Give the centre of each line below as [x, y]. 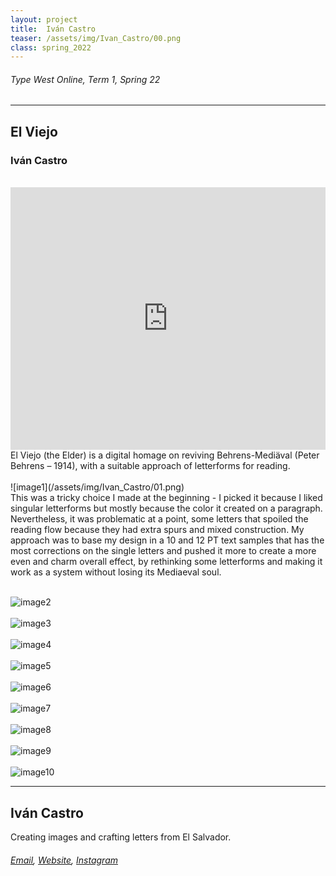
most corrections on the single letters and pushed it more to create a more [163, 551]
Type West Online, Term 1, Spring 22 [85, 79]
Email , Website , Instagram [64, 860]
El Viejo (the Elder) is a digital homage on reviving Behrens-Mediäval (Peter [165, 455]
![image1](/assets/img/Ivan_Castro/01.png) [97, 487]
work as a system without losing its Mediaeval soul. [116, 572]
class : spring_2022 [51, 47]
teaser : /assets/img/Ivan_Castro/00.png [96, 38]
